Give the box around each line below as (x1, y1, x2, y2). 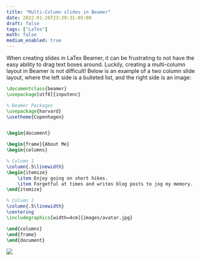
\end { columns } (6, 225, 43, 232)
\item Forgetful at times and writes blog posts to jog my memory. (17, 181, 193, 187)
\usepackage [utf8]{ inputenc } (6, 91, 81, 97)
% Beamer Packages (6, 102, 53, 108)
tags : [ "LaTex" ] (6, 26, 48, 32)
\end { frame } (6, 231, 37, 238)
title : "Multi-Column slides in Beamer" (6, 9, 112, 15)
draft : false (6, 20, 40, 26)
